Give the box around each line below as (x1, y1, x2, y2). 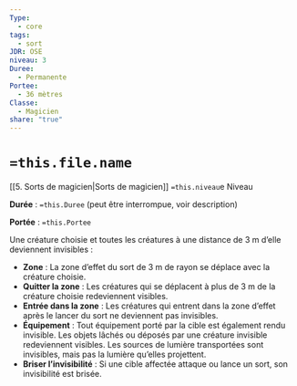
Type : (9, 13, 30, 23)
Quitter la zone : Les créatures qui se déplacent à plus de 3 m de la (22, 281, 276, 292)
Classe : (9, 98, 39, 108)
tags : (9, 30, 30, 39)
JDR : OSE (9, 47, 43, 57)
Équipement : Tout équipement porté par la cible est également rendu (22, 320, 286, 331)
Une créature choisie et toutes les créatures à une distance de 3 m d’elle (9, 235, 282, 245)
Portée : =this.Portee (9, 216, 92, 228)
